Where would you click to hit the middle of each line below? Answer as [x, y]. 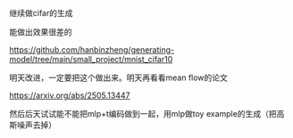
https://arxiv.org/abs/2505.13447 [70, 95]
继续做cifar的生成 [41, 13]
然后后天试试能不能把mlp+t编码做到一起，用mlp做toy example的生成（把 [143, 114]
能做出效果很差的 [41, 32]
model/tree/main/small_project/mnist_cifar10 [91, 59]
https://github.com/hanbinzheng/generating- [92, 50]
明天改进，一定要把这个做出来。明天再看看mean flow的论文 [118, 77]
